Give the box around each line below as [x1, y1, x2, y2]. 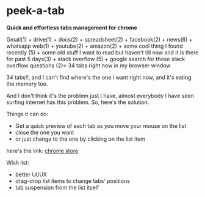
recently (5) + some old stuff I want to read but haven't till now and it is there [6, 48, 199, 56]
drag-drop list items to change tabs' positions [15, 177, 130, 184]
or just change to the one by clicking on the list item [15, 135, 145, 143]
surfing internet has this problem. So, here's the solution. [6, 98, 149, 106]
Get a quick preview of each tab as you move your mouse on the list [15, 122, 187, 129]
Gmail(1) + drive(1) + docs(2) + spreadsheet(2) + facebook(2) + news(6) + [6, 35, 193, 43]
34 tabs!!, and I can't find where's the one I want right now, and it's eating [6, 73, 192, 81]
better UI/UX [15, 171, 48, 178]
